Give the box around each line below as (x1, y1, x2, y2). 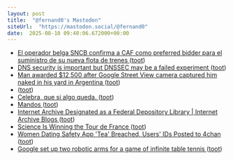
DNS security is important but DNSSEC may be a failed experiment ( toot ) (17, 63, 227, 72)
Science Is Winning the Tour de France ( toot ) (17, 122, 146, 131)
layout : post (7, 10, 45, 17)
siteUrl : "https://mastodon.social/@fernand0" (7, 23, 149, 30)
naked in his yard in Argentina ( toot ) (17, 78, 121, 87)
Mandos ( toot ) (17, 100, 59, 109)
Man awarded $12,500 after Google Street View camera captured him (17, 71, 218, 79)
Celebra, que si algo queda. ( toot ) (17, 93, 114, 102)
